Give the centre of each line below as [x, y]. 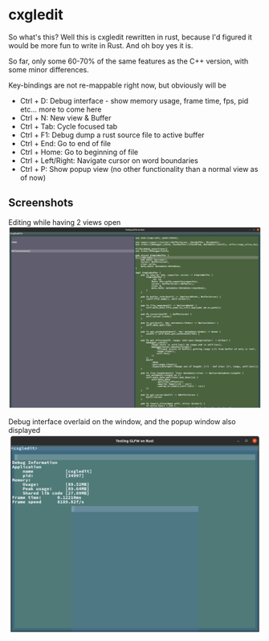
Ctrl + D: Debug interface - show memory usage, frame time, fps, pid [134, 100]
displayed [24, 431]
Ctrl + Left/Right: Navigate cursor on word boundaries [109, 160]
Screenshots [41, 203]
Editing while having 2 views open [65, 222]
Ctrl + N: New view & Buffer [65, 117]
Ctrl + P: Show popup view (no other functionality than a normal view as [139, 169]
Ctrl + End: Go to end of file [65, 143]
